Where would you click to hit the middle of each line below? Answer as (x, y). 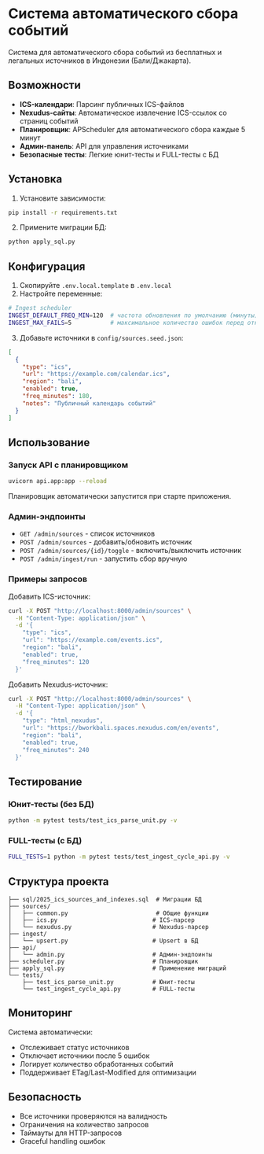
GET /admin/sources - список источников (87, 534)
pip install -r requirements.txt (63, 212)
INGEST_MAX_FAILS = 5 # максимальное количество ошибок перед (126, 323)
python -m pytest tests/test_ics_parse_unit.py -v (93, 820)
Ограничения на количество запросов (84, 1124)
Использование (49, 442)
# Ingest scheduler (40, 308)
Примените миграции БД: (63, 227)
